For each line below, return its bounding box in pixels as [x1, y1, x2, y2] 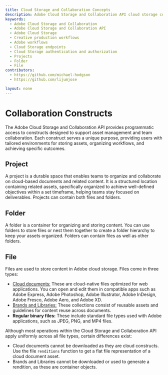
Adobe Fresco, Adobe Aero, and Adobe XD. [12, 297, 102, 302]
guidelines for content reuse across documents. [12, 307, 111, 313]
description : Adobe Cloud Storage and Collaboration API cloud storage [5, 12, 157, 17]
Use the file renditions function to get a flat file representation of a [12, 348, 151, 354]
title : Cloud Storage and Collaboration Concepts [5, 7, 111, 12]
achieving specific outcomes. [5, 145, 66, 151]
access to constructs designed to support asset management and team [5, 129, 152, 135]
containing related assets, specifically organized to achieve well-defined [5, 183, 154, 190]
